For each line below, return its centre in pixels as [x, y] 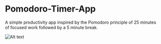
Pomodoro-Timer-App [50, 9]
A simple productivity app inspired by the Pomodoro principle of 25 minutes [81, 22]
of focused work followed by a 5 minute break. [52, 27]
